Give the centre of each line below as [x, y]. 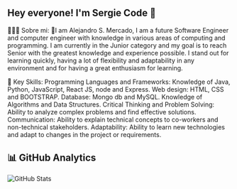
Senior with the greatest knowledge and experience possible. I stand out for [118, 53]
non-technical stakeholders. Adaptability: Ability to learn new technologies [116, 127]
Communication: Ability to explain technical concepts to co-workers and [113, 119]
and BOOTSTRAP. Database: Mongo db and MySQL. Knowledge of [105, 97]
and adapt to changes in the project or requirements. [84, 134]
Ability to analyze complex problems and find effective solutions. [102, 112]
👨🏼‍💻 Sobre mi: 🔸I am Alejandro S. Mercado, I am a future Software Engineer [118, 30]
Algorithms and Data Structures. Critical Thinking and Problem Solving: [111, 104]
